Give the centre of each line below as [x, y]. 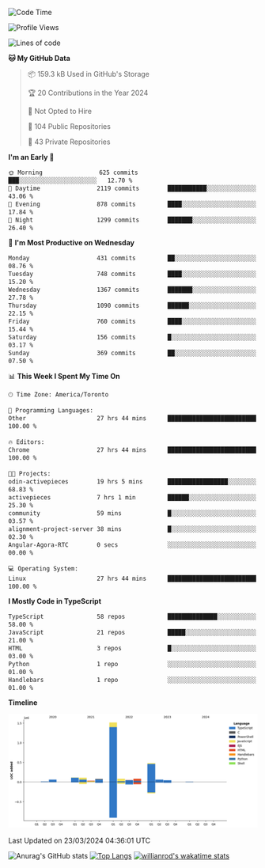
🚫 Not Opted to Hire [60, 111]
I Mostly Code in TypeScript [55, 601]
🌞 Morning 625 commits [73, 172]
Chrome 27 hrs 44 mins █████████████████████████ [132, 450]
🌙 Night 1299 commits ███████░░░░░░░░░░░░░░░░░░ [132, 220]
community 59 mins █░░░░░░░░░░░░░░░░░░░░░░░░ [132, 514]
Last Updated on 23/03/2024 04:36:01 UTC [79, 841]
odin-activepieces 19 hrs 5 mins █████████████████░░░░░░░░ [132, 482]
